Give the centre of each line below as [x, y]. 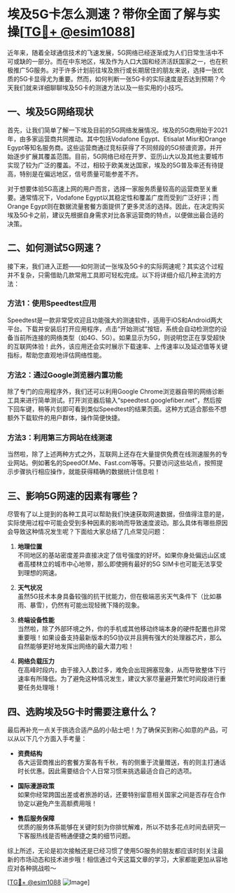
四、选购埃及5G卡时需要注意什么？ [83, 712]
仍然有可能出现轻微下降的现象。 [97, 605]
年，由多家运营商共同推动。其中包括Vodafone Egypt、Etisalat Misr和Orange [117, 139]
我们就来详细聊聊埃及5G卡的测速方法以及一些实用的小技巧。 [100, 88]
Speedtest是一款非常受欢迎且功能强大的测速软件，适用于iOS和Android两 [112, 320]
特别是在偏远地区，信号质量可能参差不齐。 [80, 174]
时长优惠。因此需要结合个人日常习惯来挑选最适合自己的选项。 [106, 771]
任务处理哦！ [42, 688]
